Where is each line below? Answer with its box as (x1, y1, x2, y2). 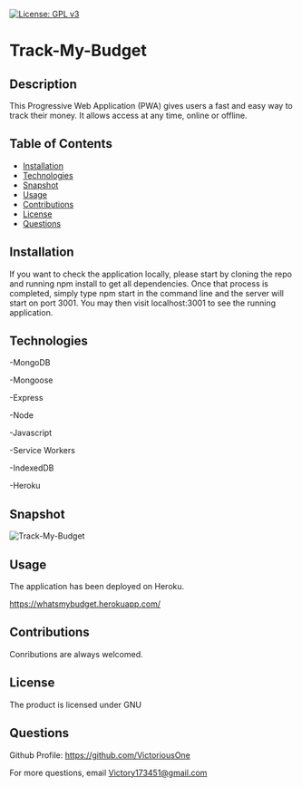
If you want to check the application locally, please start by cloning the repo (9, 268, 293, 279)
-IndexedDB (9, 462, 54, 473)
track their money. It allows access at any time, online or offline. (9, 110, 248, 121)
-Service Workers (9, 445, 75, 456)
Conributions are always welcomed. (9, 648, 143, 659)
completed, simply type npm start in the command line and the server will (9, 287, 284, 298)
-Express (9, 393, 44, 403)
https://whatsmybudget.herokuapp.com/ (9, 598, 161, 609)
